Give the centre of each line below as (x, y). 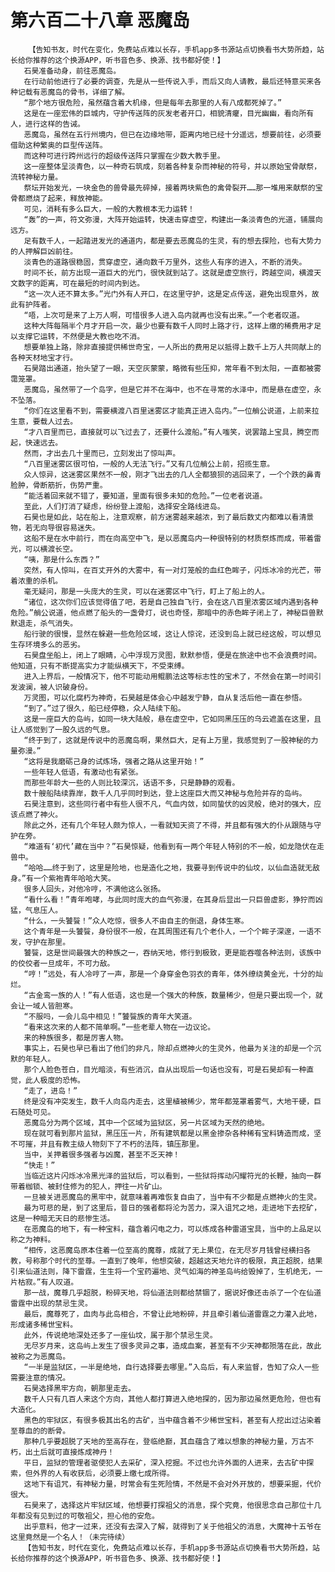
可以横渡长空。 (51, 549)
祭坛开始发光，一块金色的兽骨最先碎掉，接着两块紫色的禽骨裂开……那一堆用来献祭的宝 (173, 187)
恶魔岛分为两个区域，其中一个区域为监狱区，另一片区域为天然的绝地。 (146, 1122)
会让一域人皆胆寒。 (44, 1006)
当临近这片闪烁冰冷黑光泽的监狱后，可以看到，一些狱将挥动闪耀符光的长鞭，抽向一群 (172, 1176)
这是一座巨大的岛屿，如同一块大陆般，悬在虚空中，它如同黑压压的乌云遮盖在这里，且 (172, 719)
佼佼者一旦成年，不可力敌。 (66, 963)
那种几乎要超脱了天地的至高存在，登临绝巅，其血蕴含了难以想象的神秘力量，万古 (165, 1441)
